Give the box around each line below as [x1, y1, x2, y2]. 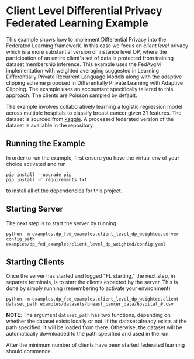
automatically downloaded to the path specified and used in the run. [6, 330, 171, 337]
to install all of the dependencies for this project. [6, 187, 123, 194]
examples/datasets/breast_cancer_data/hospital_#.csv [40, 301, 174, 308]
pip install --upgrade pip [6, 171, 72, 178]
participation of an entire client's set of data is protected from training [6, 54, 174, 61]
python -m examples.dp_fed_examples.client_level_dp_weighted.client [6, 296, 179, 302]
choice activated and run [6, 160, 66, 167]
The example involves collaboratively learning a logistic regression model [6, 103, 183, 110]
